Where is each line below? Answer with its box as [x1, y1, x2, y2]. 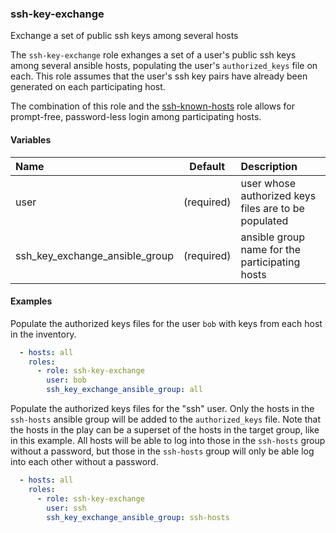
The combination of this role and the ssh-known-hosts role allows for [10, 100, 295, 112]
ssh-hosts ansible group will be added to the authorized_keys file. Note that [10, 413, 322, 426]
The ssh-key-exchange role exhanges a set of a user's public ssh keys [10, 49, 297, 61]
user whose [240, 176, 297, 190]
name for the [240, 242, 302, 256]
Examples [10, 295, 53, 307]
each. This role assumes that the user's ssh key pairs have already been [10, 70, 308, 82]
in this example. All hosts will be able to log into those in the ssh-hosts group [10, 435, 326, 447]
